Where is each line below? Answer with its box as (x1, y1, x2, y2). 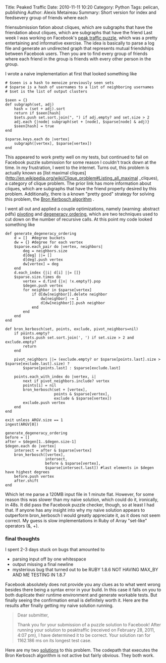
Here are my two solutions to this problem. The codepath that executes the (5, 647, 158, 653)
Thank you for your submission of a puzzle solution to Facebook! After (17, 622, 161, 628)
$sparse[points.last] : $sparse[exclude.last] (23, 366, 121, 371)
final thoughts (5, 535, 40, 542)
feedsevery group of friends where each (5, 15, 88, 20)
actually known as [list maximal (5, 170, 69, 175)
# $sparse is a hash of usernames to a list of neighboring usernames (5, 85, 154, 90)
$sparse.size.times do (14, 275, 61, 279)
